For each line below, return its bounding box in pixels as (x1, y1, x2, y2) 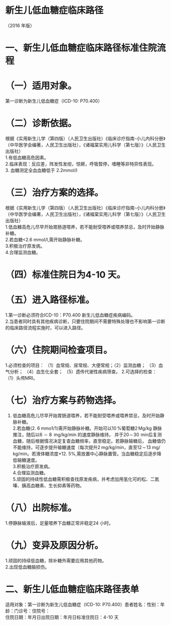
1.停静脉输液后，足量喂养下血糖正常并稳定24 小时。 (5, 520, 113, 526)
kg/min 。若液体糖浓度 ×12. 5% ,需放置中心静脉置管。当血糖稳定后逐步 (12, 450, 157, 457)
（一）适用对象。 (5, 80, 77, 92)
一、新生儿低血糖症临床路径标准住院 (5, 42, 157, 54)
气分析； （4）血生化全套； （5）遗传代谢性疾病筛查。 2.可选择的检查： (5, 368, 157, 375)
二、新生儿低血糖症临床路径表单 (5, 584, 139, 595)
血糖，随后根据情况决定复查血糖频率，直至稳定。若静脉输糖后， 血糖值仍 (12, 438, 166, 444)
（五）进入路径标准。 (5, 294, 95, 306)
